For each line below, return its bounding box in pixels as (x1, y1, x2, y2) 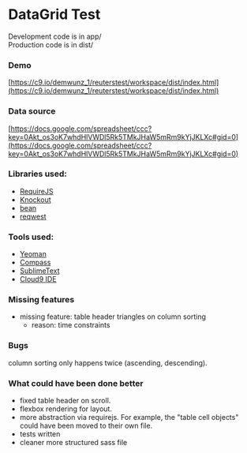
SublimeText (19, 266, 61, 275)
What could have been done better (8, 377, 144, 388)
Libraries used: (8, 168, 67, 179)
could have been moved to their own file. (19, 421, 153, 431)
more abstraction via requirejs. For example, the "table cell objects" (19, 413, 239, 422)
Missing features (8, 294, 75, 305)
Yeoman (19, 249, 47, 259)
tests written (19, 429, 61, 439)
